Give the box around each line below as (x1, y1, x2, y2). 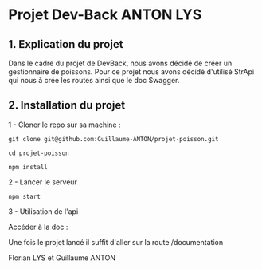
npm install (8, 163, 48, 171)
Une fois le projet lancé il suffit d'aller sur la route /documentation (8, 237, 224, 247)
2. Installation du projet (8, 98, 126, 113)
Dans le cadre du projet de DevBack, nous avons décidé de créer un (8, 58, 233, 68)
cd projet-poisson (8, 149, 69, 157)
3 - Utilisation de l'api (8, 206, 79, 216)
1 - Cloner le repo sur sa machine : (8, 120, 121, 129)
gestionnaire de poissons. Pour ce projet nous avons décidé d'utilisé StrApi (8, 67, 255, 77)
